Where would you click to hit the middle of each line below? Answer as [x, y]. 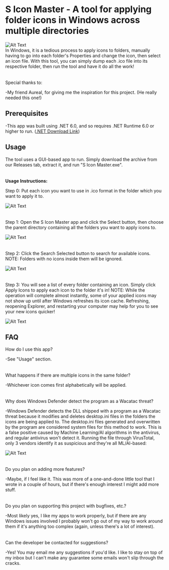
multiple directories [47, 31]
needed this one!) [23, 98]
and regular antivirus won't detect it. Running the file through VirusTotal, [80, 438]
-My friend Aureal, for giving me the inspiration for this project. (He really [81, 92]
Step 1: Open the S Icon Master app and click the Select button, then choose [84, 222]
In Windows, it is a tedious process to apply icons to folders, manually [78, 50]
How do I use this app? [29, 349]
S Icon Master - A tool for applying [78, 9]
